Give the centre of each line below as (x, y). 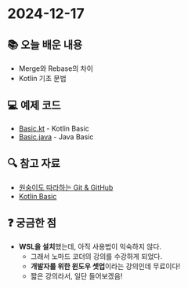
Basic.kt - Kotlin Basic (54, 128)
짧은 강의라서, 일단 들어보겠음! (76, 276)
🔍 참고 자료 (34, 163)
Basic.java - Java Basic (56, 137)
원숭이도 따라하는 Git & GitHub (66, 187)
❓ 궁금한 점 (32, 223)
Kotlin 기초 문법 (43, 78)
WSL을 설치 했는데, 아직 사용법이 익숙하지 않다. (90, 247)
